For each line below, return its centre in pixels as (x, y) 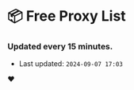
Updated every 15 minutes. (60, 47)
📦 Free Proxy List (67, 16)
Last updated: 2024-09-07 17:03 (71, 64)
